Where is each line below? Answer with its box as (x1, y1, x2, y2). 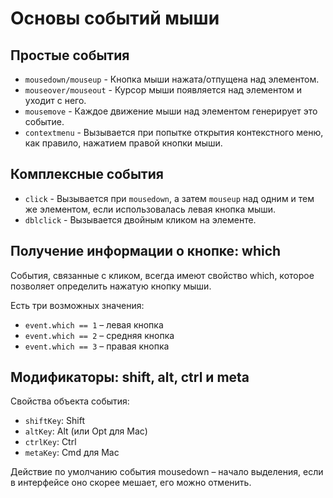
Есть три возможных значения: (10, 299, 145, 311)
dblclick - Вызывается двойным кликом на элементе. (24, 213, 257, 226)
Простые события (10, 47, 130, 64)
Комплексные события (10, 166, 164, 183)
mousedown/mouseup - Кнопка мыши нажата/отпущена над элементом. (24, 73, 320, 85)
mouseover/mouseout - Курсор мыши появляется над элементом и (24, 84, 302, 96)
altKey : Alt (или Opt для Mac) (24, 425, 148, 437)
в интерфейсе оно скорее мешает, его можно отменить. (10, 477, 252, 489)
